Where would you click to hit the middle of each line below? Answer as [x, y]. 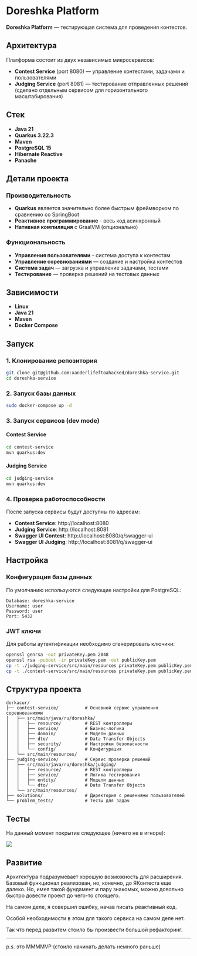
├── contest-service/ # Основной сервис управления [82, 708]
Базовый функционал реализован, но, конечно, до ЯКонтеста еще [89, 883]
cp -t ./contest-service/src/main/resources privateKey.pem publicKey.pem [99, 671]
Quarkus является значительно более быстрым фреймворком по [97, 208]
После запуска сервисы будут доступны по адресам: [73, 512]
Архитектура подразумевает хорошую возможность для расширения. [95, 877]
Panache [26, 160]
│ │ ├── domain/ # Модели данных [65, 734]
